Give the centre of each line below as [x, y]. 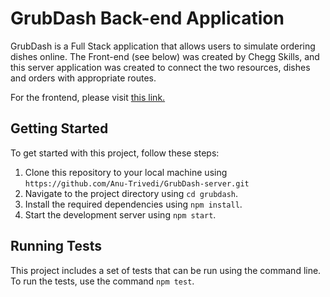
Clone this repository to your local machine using [126, 172]
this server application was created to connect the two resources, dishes [160, 67]
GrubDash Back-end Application [147, 18]
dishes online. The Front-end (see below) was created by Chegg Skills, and [165, 56]
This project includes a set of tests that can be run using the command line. [166, 270]
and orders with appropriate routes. [83, 78]
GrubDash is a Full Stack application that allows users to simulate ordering [163, 46]
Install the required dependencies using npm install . [133, 204]
